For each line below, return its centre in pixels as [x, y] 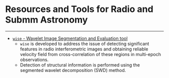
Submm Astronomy [47, 20]
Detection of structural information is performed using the [80, 65]
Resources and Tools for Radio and [79, 9]
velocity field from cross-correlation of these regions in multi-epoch [90, 54]
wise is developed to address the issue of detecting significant [84, 43]
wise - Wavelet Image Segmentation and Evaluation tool [70, 38]
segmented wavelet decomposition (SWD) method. [73, 70]
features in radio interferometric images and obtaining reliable [84, 49]
